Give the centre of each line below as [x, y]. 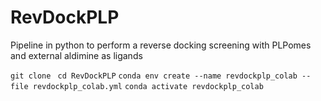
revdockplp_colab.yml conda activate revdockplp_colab [148, 86]
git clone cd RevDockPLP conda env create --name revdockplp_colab [154, 76]
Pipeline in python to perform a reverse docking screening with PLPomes [161, 45]
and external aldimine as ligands [76, 55]
